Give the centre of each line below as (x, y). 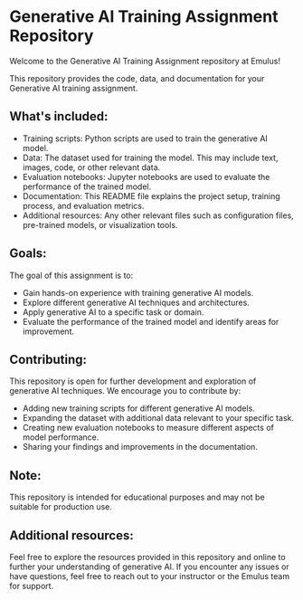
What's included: (59, 116)
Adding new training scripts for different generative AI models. (138, 408)
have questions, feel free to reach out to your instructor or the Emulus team (150, 576)
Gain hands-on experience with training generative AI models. (138, 292)
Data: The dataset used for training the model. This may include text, (150, 157)
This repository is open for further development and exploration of (133, 381)
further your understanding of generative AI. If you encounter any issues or (149, 567)
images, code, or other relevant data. (91, 167)
